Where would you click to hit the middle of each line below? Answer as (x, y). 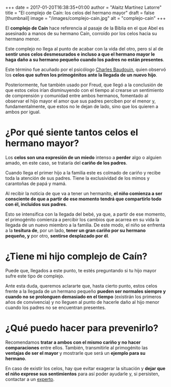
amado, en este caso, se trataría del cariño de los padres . (66, 163)
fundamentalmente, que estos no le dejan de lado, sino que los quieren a (82, 106)
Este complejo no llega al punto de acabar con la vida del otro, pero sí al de (84, 49)
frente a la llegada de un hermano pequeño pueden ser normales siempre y (86, 291)
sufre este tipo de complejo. (35, 276)
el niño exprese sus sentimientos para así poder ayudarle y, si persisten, (82, 374)
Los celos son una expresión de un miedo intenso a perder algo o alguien (83, 157)
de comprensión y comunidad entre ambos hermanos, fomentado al (77, 96)
